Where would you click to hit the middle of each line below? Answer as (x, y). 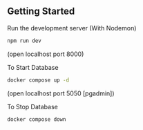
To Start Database (33, 67)
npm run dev (24, 41)
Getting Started (41, 11)
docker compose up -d (38, 80)
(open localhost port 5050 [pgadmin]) (61, 93)
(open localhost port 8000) (46, 54)
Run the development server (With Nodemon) (72, 28)
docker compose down (37, 119)
